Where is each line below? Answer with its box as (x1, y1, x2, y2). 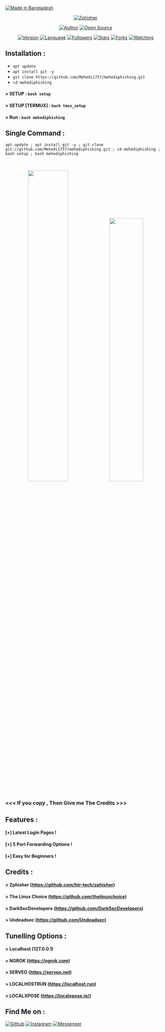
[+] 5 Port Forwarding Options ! (5, 841, 73, 847)
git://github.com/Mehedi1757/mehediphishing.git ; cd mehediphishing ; (5, 147, 160, 152)
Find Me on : (5, 1008, 45, 1016)
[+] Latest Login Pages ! (5, 829, 57, 836)
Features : (5, 815, 38, 824)
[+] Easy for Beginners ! (5, 853, 57, 859)
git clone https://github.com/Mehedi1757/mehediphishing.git (12, 75, 146, 80)
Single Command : (5, 129, 65, 137)
